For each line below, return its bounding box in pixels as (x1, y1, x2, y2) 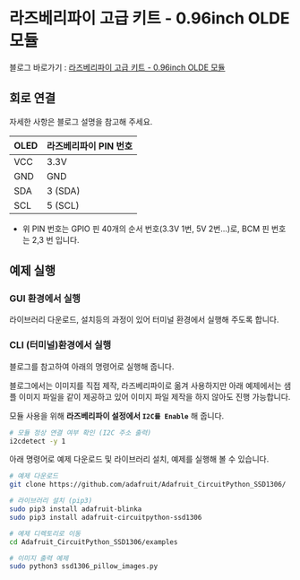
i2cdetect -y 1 (9, 437, 66, 446)
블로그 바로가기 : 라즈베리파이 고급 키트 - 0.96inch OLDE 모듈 (9, 62, 226, 73)
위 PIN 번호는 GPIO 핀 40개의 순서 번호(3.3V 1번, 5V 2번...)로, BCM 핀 (21, 223, 270, 234)
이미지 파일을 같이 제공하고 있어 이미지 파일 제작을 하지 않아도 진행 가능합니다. (18, 391, 291, 402)
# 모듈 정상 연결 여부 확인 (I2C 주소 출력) (9, 428, 152, 437)
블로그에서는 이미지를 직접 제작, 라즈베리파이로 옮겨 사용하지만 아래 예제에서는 (9, 380, 282, 391)
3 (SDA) (46, 185, 81, 197)
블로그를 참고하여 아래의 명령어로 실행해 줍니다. (9, 360, 175, 372)
